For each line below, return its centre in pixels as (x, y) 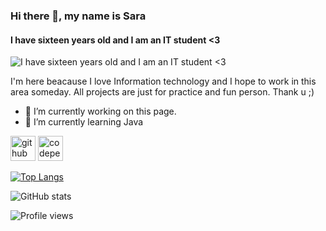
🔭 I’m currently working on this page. (100, 111)
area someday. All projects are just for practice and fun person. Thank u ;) (162, 92)
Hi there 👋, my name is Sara (78, 16)
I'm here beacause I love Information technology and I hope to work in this (163, 81)
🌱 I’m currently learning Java (84, 122)
